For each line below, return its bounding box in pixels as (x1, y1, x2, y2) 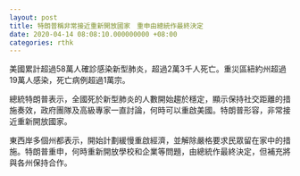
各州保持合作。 (16, 157, 72, 168)
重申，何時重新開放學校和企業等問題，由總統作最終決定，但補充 (47, 147, 283, 157)
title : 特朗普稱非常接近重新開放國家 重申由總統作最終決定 (9, 21, 204, 30)
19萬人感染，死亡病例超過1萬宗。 (9, 75, 131, 86)
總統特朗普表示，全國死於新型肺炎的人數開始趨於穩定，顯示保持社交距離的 (9, 94, 283, 105)
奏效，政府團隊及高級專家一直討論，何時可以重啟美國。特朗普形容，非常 (16, 105, 283, 116)
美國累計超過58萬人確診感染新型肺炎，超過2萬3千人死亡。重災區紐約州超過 (9, 63, 287, 74)
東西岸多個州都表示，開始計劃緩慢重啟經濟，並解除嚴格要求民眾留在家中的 (9, 135, 283, 146)
